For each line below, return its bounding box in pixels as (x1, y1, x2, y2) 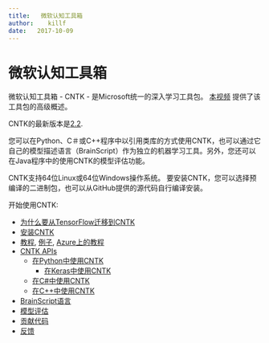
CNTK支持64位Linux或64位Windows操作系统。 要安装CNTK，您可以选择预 (8, 174, 257, 183)
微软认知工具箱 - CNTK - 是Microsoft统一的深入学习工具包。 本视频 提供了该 (8, 92, 261, 101)
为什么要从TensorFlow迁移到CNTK (19, 218, 135, 227)
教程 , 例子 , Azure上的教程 (19, 238, 104, 247)
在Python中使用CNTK (31, 256, 104, 266)
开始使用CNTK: (8, 200, 59, 210)
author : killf (8, 19, 67, 27)
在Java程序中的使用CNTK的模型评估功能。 (8, 156, 150, 165)
